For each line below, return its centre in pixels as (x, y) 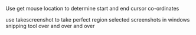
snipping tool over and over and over (50, 26)
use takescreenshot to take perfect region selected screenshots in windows (98, 20)
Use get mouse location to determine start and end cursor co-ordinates (92, 8)
